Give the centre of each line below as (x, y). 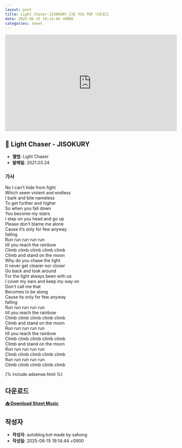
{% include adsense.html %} (34, 374)
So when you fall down (28, 209)
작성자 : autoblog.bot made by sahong (50, 434)
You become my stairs (28, 213)
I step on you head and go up (35, 219)
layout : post (18, 10)
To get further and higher (31, 203)
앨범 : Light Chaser (30, 157)
